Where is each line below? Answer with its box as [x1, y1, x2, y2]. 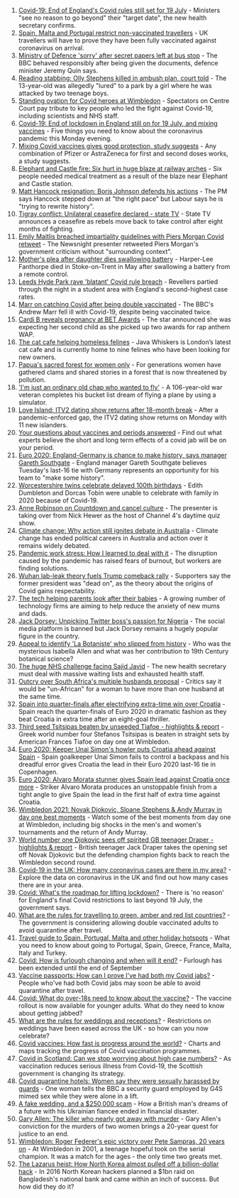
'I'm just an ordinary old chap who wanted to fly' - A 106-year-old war [18, 383, 223, 391]
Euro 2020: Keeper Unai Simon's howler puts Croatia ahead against [18, 745, 216, 753]
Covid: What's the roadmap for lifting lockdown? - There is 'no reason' [18, 889, 224, 896]
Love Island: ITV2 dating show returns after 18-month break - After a [18, 406, 218, 414]
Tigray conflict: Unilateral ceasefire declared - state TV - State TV [18, 209, 211, 218]
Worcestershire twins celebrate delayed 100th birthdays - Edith [18, 481, 203, 489]
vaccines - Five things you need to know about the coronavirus [18, 127, 203, 135]
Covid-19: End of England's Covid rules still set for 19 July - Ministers [18, 6, 221, 14]
